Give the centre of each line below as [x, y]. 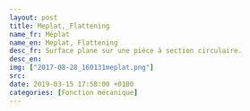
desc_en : [26, 59]
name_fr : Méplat [39, 34]
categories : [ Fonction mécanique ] [74, 92]
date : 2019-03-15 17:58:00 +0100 [72, 84]
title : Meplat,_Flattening [60, 26]
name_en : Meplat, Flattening [64, 43]
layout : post [34, 17]
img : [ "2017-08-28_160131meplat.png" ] [82, 68]
